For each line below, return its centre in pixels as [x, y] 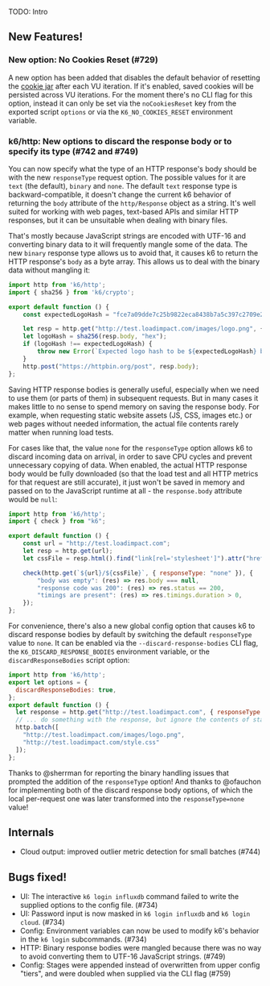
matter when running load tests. [61, 432]
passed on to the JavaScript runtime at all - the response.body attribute [125, 490]
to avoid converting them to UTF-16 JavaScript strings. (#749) [123, 957]
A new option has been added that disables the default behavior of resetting [134, 77]
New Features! [45, 37]
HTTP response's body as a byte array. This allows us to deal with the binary [134, 261]
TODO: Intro [28, 12]
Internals [31, 832]
